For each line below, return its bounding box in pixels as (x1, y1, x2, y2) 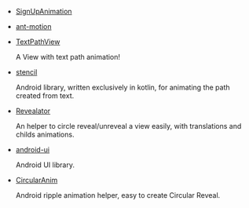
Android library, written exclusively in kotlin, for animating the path (15, 82, 230, 92)
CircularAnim (15, 176, 58, 184)
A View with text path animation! (15, 53, 120, 61)
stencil (15, 68, 38, 77)
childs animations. (15, 130, 75, 139)
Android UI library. (15, 160, 75, 170)
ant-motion (15, 22, 52, 31)
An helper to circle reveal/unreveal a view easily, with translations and (15, 122, 242, 130)
